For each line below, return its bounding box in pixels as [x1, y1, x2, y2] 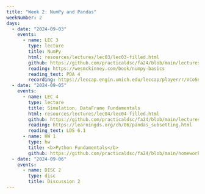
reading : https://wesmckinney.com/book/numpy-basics [28, 65, 165, 72]
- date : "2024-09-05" [12, 83, 67, 89]
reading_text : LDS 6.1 [28, 128, 86, 134]
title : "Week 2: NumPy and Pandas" [6, 9, 97, 15]
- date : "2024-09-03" [12, 26, 67, 32]
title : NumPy [28, 49, 62, 55]
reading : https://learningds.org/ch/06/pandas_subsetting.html [28, 122, 192, 128]
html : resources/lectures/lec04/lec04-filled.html [28, 111, 160, 117]
